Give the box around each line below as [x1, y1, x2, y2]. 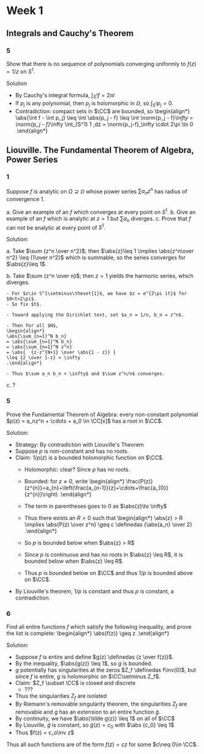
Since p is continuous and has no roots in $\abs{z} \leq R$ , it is [24, 551, 183, 558]
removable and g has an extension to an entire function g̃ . [15, 708, 161, 716]
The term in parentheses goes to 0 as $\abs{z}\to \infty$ [24, 502, 167, 510]
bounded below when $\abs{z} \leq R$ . [24, 557, 124, 565]
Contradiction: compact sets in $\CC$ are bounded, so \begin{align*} [15, 108, 191, 115]
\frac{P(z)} [126, 477, 153, 485]
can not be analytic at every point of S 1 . [6, 222, 106, 231]
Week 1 [6, 4, 43, 18]
